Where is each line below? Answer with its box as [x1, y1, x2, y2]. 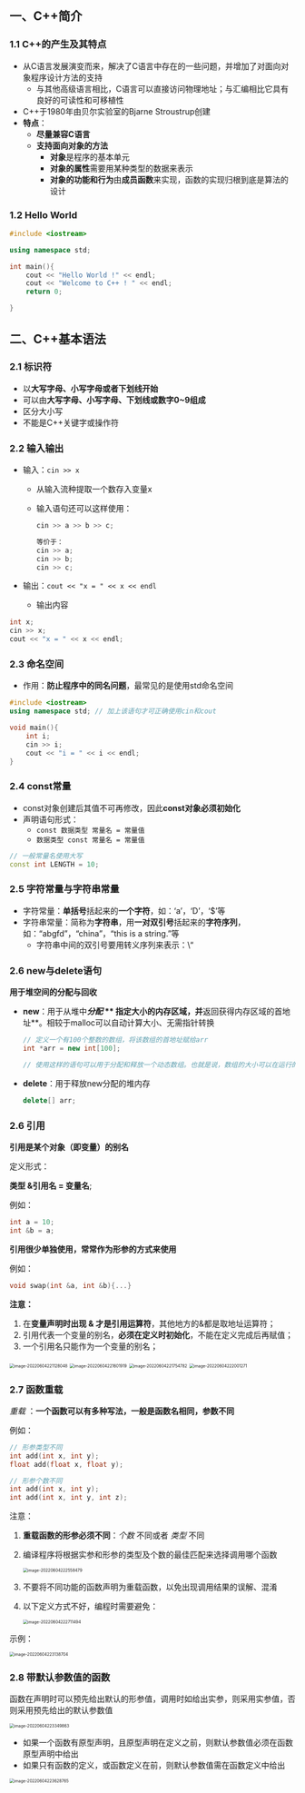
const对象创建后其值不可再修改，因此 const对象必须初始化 [22, 802, 241, 813]
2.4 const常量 [9, 780, 72, 793]
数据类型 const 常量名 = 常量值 [35, 835, 145, 845]
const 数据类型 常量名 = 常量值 [35, 826, 145, 835]
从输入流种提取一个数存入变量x [35, 484, 152, 495]
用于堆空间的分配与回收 [9, 986, 97, 997]
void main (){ [9, 723, 59, 733]
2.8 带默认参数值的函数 [9, 1671, 111, 1684]
